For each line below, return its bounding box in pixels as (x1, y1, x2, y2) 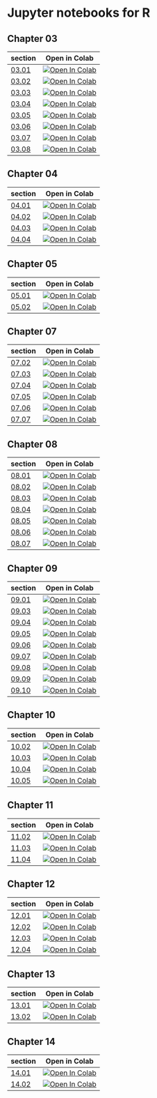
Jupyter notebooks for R (7, 5, 151, 21)
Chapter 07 (7, 326, 57, 337)
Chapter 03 (7, 33, 58, 45)
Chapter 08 (7, 438, 58, 450)
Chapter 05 (7, 258, 58, 270)
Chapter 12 (7, 878, 56, 890)
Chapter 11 (7, 800, 53, 811)
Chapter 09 (7, 563, 58, 574)
